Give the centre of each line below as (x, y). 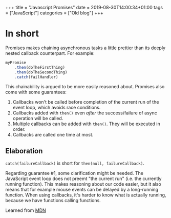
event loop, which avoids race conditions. (57, 108)
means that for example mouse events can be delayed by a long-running (82, 190)
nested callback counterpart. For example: (50, 53)
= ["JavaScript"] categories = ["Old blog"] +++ (54, 13)
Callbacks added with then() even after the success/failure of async (85, 113)
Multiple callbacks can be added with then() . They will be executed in (86, 124)
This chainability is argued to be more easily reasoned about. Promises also (85, 87)
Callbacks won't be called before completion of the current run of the (86, 102)
